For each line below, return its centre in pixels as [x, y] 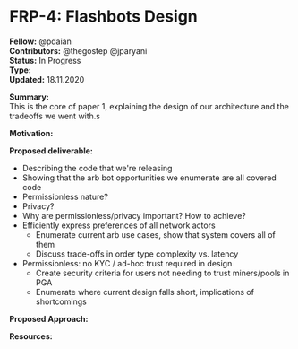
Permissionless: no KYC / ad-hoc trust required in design [127, 263]
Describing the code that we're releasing [97, 168]
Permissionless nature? [65, 196]
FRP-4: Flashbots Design [104, 17]
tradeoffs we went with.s [55, 116]
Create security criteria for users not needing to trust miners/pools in [162, 273]
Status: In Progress [45, 60]
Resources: [31, 336]
